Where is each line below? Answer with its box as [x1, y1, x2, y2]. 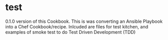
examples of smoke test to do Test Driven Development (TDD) [5, 29, 136, 35]
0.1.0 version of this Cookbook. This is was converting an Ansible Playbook [5, 18, 163, 24]
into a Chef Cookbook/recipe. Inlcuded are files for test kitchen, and [5, 23, 149, 29]
